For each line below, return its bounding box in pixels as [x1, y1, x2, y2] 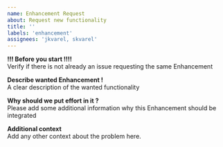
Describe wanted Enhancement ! [7, 76, 104, 84]
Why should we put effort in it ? [7, 96, 99, 105]
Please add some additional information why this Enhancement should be [7, 104, 217, 112]
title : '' [7, 23, 36, 30]
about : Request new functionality [7, 17, 107, 24]
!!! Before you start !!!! [7, 55, 73, 63]
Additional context [7, 125, 62, 133]
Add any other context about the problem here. [7, 132, 142, 141]
